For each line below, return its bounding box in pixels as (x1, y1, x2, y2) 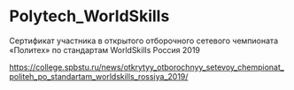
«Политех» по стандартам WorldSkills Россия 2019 (9, 44, 201, 55)
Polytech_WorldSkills (9, 6, 170, 26)
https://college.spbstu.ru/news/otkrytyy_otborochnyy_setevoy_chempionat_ (9, 62, 285, 72)
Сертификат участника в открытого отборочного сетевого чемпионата (9, 35, 279, 46)
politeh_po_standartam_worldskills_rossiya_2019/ (9, 71, 189, 81)
